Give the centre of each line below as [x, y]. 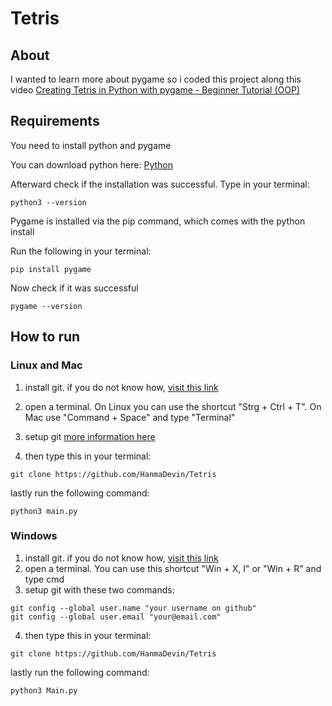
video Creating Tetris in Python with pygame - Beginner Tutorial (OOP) [155, 90]
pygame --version [46, 306]
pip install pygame [51, 269]
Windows [34, 536]
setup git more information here [90, 436]
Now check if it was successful [74, 288]
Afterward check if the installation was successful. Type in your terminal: [160, 184]
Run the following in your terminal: [81, 251]
